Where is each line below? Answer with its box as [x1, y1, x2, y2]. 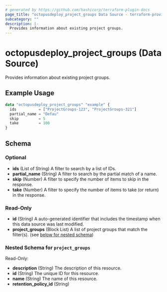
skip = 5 [9, 116, 46, 121]
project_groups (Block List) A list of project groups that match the [12, 227, 148, 233]
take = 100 [9, 121, 50, 126]
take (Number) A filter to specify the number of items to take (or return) [12, 187, 159, 193]
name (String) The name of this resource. [12, 276, 98, 282]
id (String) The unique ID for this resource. [12, 271, 99, 277]
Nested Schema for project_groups [5, 244, 90, 251]
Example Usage [5, 89, 55, 97]
